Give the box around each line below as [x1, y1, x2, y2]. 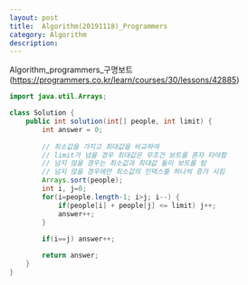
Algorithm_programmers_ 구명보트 [9, 64, 133, 75]
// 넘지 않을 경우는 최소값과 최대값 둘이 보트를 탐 [42, 159, 206, 168]
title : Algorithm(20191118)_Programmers [9, 22, 168, 31]
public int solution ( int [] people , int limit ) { [25, 117, 213, 126]
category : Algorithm [9, 30, 88, 39]
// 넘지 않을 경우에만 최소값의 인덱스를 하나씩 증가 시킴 [42, 167, 225, 176]
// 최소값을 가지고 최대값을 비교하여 [42, 142, 160, 151]
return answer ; [42, 251, 100, 261]
